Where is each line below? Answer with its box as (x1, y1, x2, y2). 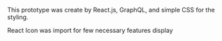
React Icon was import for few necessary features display (7, 27, 173, 34)
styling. (7, 13, 29, 21)
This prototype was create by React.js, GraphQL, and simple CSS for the (7, 6, 215, 14)
